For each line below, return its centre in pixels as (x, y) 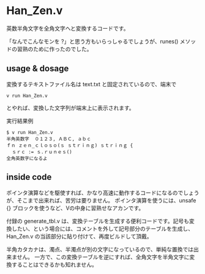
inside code (29, 177)
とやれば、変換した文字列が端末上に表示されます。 (70, 108)
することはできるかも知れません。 (54, 264)
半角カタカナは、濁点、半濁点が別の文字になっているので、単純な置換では (100, 249)
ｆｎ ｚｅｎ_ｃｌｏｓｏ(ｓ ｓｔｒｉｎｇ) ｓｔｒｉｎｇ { (70, 145)
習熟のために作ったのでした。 (54, 49)
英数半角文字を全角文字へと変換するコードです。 (68, 28)
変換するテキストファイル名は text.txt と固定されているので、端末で (91, 84)
